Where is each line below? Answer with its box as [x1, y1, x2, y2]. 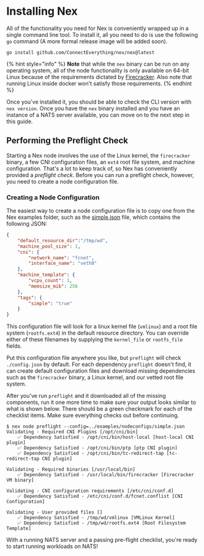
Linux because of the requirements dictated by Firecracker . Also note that [6, 73, 192, 80]
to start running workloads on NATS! [6, 543, 99, 550]
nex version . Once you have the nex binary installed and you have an [6, 104, 181, 112]
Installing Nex [6, 4, 78, 18]
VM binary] [6, 477, 34, 484]
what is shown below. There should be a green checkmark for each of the [6, 405, 193, 413]
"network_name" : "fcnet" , [28, 254, 95, 261]
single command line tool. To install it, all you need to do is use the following [6, 31, 198, 38]
